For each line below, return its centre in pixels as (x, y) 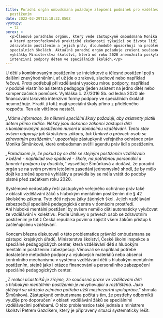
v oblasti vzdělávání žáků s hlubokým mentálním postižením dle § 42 (74, 194)
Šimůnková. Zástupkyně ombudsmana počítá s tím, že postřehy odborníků (80, 295)
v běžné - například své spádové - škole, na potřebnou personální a (74, 159)
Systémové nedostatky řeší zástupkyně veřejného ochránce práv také (75, 189)
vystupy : (14, 23)
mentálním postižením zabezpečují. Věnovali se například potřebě (71, 250)
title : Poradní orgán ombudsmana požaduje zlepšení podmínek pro (73, 9)
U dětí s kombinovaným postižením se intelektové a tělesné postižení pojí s (80, 73)
